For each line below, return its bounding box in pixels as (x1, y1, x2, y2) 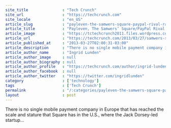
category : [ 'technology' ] (5, 78, 99, 83)
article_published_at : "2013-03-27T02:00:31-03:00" (5, 41, 129, 46)
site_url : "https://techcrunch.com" (5, 12, 122, 17)
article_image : (5, 31, 65, 36)
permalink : (5, 87, 65, 93)
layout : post (5, 92, 76, 98)
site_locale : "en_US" (5, 17, 83, 22)
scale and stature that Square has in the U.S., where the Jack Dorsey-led (5, 112, 158, 118)
